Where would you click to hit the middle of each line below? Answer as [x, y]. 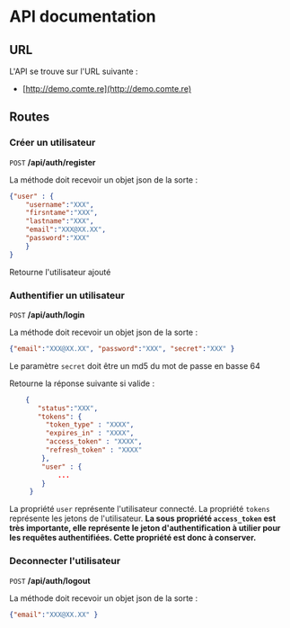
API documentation [83, 17]
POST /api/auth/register [53, 162]
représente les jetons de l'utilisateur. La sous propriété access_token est [143, 518]
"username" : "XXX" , [60, 204]
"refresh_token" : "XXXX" [94, 450]
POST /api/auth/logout [50, 580]
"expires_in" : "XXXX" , [90, 434]
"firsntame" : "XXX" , [62, 213]
